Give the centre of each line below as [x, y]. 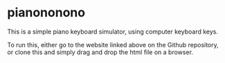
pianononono [46, 13]
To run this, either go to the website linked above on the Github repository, [113, 45]
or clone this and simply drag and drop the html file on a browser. [100, 52]
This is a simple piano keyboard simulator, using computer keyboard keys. [112, 32]
